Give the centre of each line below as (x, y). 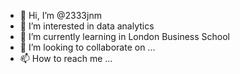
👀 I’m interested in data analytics (87, 26)
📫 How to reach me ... (66, 58)
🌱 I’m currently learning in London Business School (124, 36)
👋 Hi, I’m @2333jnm (60, 15)
